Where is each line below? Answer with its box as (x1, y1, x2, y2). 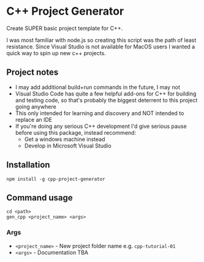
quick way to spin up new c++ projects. (6, 49, 106, 56)
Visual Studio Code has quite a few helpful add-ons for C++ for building (15, 90, 197, 97)
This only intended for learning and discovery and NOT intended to (15, 109, 184, 117)
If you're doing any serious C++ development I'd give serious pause (15, 122, 187, 130)
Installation (6, 160, 50, 170)
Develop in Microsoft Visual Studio (24, 142, 111, 149)
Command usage (6, 192, 74, 203)
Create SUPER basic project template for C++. (6, 24, 123, 32)
